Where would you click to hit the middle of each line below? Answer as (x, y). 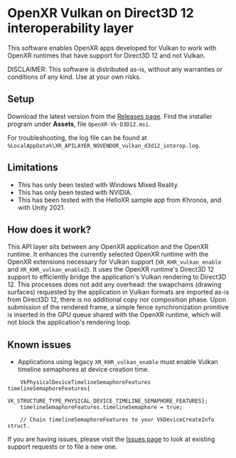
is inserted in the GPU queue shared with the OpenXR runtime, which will (114, 315)
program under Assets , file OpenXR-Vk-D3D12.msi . (79, 124)
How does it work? (49, 229)
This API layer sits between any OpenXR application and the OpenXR (108, 247)
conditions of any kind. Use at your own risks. (74, 77)
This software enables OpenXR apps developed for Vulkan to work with (112, 48)
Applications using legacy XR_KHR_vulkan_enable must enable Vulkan (118, 362)
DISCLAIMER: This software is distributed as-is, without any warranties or (115, 69)
